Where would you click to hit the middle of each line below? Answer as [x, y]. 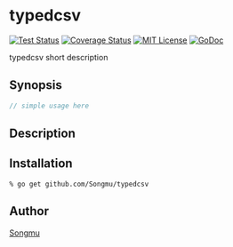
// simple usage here [49, 106]
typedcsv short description [59, 57]
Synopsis [36, 85]
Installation [41, 164]
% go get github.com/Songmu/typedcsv [79, 184]
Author [29, 211]
